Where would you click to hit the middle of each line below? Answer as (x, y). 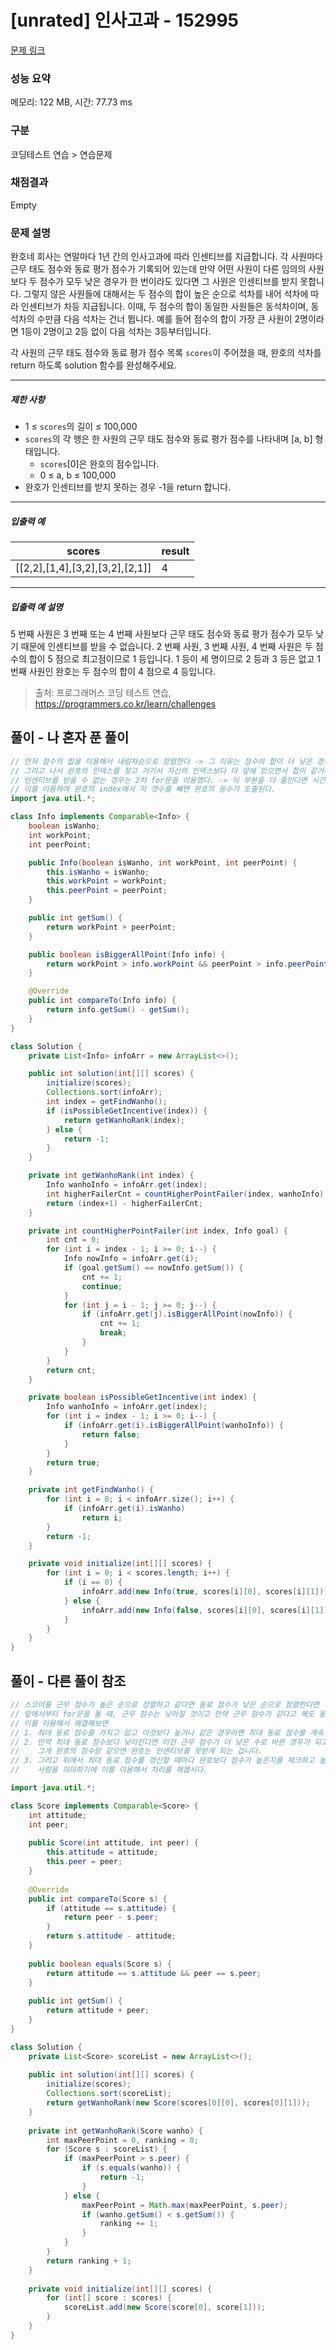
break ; (113, 1333)
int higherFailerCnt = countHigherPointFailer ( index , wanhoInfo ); (187, 1194)
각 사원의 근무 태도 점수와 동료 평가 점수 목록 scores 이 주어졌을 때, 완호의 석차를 (166, 353)
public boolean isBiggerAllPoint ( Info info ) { (127, 954)
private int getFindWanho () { (91, 1490)
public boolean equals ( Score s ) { (100, 1964)
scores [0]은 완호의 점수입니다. (99, 464)
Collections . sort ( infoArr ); (104, 1092)
